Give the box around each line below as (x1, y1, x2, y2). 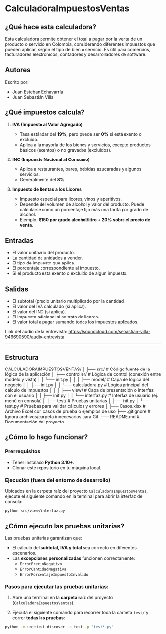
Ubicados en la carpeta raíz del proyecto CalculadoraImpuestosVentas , (5, 488, 148, 494)
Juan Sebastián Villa (12, 94, 54, 100)
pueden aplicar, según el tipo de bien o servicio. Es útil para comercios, (5, 47, 151, 52)
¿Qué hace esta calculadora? (5, 23, 97, 31)
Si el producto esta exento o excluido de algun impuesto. (12, 270, 128, 276)
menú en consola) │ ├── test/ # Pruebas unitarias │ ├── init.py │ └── (5, 398, 150, 404)
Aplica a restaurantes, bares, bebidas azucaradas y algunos (19, 166, 142, 172)
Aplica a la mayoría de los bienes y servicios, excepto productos (19, 142, 151, 148)
